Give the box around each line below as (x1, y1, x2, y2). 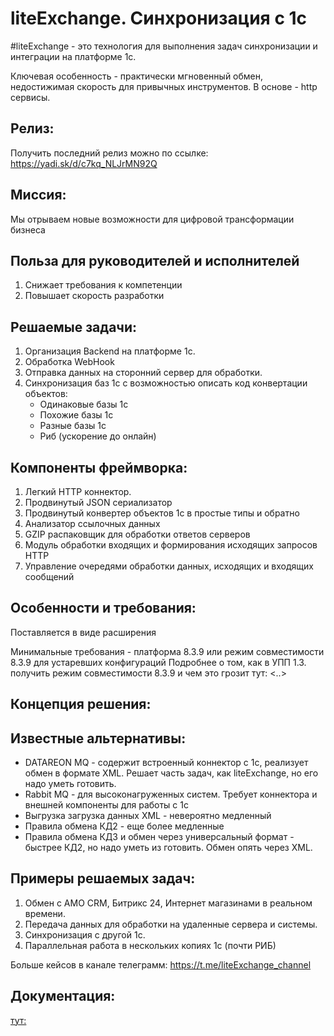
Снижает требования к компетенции (24, 279, 183, 291)
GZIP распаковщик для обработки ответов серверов (24, 528, 251, 540)
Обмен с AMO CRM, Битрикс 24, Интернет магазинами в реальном (24, 897, 313, 909)
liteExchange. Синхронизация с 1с (10, 7, 308, 30)
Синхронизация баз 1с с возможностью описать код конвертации (24, 377, 308, 389)
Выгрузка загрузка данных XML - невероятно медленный (24, 810, 272, 822)
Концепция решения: (10, 696, 152, 713)
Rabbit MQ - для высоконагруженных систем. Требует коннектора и (24, 788, 318, 801)
